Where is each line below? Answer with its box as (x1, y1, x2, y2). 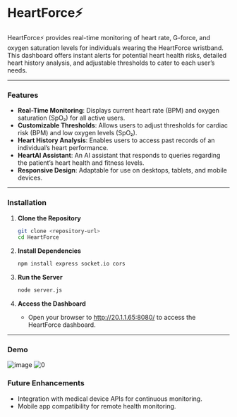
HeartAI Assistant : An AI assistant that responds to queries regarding (17, 151, 221, 160)
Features (7, 90, 39, 100)
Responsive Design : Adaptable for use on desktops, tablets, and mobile (17, 166, 228, 175)
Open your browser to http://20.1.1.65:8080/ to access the (28, 313, 196, 322)
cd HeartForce (17, 234, 59, 241)
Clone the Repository (17, 213, 81, 222)
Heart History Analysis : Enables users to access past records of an (17, 136, 215, 144)
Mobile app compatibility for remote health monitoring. (17, 402, 176, 410)
